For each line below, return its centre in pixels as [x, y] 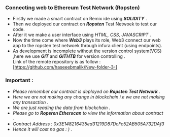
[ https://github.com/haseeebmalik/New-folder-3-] [65, 67]
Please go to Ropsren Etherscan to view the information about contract [88, 113]
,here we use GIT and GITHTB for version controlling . [69, 56]
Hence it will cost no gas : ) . [42, 129]
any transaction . [30, 102]
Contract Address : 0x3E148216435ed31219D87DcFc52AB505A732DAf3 [88, 124]
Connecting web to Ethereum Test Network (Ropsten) [73, 8]
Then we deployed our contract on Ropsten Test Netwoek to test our [85, 24]
